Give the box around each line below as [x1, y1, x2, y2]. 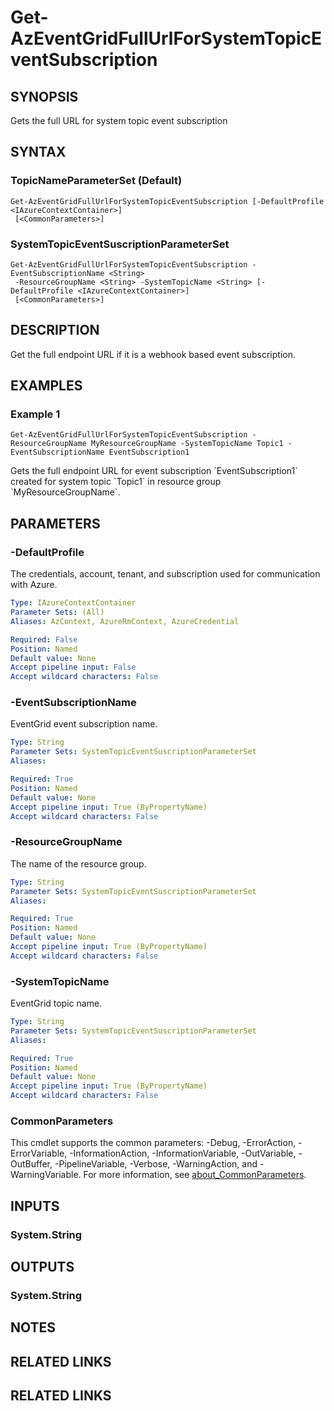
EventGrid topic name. [10, 997, 103, 1010]
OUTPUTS [10, 1259, 75, 1276]
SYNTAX [10, 144, 67, 161]
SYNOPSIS [10, 88, 79, 105]
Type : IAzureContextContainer [10, 598, 137, 608]
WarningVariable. [10, 1169, 82, 1181]
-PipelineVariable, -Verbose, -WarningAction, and [54, 1158, 258, 1170]
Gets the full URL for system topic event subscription [10, 115, 228, 126]
